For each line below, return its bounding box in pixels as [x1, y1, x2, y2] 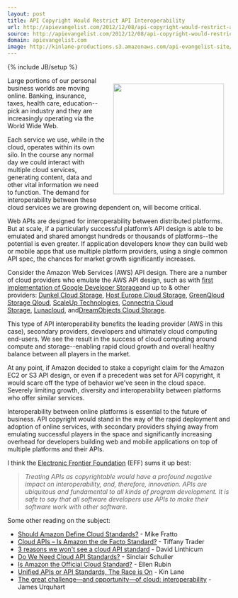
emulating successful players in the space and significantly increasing [7, 430, 212, 438]
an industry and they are [21, 107, 93, 115]
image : [7, 43, 27, 50]
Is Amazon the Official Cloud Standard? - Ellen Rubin [17, 560, 171, 568]
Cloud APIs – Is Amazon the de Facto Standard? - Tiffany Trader [17, 538, 205, 546]
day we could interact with [7, 158, 85, 167]
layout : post [7, 10, 46, 18]
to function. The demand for [7, 188, 90, 196]
